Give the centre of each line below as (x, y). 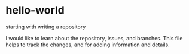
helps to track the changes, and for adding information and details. (88, 45)
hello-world (35, 10)
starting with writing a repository (46, 27)
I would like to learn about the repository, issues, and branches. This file (94, 38)
